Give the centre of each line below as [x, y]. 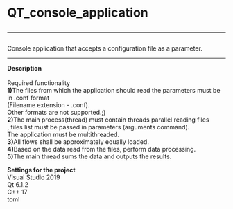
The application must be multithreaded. [63, 135]
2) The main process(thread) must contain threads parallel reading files [108, 120]
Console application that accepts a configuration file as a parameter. [105, 48]
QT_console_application [78, 13]
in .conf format [28, 98]
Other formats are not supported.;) [57, 113]
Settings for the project [41, 170]
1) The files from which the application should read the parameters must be [114, 91]
